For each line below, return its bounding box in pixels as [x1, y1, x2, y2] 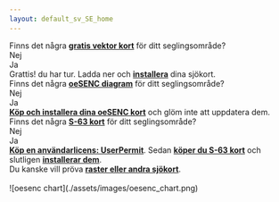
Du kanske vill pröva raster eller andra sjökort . [9, 164, 181, 174]
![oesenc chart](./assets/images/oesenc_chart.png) [9, 182, 199, 193]
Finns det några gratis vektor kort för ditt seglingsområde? [9, 40, 226, 51]
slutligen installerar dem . [9, 154, 103, 164]
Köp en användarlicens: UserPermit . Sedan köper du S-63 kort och [9, 144, 261, 156]
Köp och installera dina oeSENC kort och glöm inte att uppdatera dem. [9, 106, 270, 117]
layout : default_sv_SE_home [9, 14, 114, 23]
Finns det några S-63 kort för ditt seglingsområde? [9, 116, 197, 127]
